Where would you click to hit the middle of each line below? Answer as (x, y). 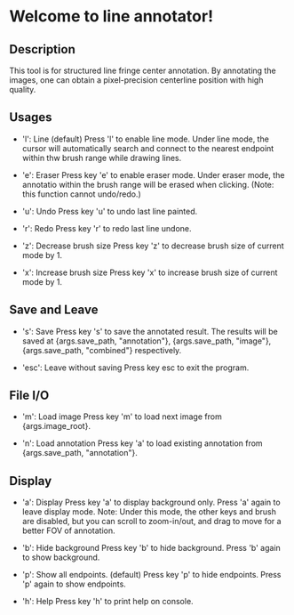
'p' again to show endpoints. (74, 584)
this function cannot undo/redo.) (81, 194)
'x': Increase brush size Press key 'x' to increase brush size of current (150, 272)
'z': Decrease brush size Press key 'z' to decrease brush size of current (153, 246)
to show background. (61, 557)
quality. (23, 89)
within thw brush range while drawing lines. (102, 158)
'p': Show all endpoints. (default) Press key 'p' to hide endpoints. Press (151, 575)
